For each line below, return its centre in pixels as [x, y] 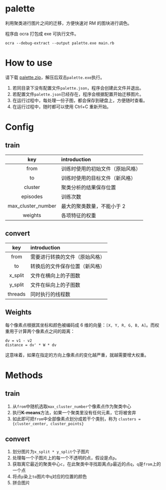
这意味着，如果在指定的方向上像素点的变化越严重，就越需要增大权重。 [77, 355]
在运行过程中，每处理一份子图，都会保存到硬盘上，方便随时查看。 [80, 100]
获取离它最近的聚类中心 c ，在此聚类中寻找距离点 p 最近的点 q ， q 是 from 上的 [87, 464]
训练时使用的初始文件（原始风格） [101, 168]
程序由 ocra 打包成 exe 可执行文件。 [42, 33]
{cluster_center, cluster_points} [48, 424]
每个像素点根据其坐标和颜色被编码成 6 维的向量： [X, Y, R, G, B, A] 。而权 [82, 325]
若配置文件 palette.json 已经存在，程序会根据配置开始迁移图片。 [78, 94]
